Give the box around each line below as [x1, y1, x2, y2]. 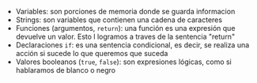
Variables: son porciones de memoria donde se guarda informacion [15, 7, 236, 16]
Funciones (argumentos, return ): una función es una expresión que [15, 24, 236, 32]
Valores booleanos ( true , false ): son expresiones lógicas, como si [15, 57, 232, 66]
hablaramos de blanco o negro [15, 66, 116, 74]
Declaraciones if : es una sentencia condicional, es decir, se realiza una [15, 40, 250, 50]
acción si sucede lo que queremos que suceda [15, 49, 168, 58]
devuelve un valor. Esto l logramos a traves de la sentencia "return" [15, 32, 236, 41]
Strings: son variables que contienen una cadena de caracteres [15, 15, 223, 25]
